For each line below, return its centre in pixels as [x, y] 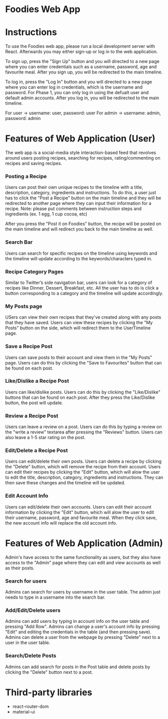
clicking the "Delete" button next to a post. [49, 672]
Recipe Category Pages [34, 271]
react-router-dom [31, 706]
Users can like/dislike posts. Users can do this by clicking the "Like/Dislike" [83, 392]
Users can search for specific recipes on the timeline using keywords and [81, 253]
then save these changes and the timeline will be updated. [65, 483]
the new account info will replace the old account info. [61, 523]
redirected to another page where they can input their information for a [78, 203]
